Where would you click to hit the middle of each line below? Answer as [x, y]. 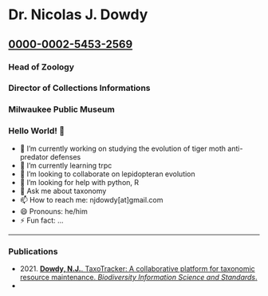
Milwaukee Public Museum [62, 109]
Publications [33, 251]
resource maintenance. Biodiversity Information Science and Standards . [138, 277]
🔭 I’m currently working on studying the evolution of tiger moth [122, 148]
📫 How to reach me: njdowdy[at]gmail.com [91, 199]
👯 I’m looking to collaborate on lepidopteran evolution [107, 174]
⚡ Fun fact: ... [41, 220]
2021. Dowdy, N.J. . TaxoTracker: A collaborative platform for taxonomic [137, 268]
